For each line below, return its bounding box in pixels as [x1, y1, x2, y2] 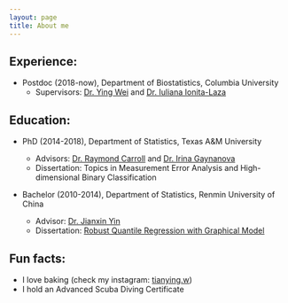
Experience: [9, 54, 78, 69]
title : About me [9, 21, 69, 30]
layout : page [9, 12, 58, 22]
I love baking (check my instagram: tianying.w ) [21, 274, 193, 284]
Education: [9, 113, 71, 128]
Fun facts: [9, 251, 66, 266]
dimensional [35, 172, 80, 183]
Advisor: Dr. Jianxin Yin [35, 216, 121, 227]
